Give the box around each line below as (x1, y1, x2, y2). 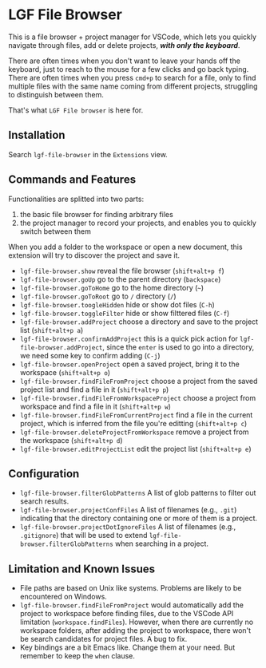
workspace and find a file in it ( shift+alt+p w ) (19, 401, 172, 411)
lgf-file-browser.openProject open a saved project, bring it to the (19, 359, 240, 369)
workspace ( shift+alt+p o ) (19, 367, 110, 377)
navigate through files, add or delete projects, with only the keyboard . (8, 40, 240, 49)
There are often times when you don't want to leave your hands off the (8, 56, 241, 65)
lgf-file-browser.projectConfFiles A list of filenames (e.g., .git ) (19, 505, 237, 515)
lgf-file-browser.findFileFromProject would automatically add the (19, 600, 244, 610)
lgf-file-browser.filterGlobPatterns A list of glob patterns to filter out (19, 488, 256, 498)
